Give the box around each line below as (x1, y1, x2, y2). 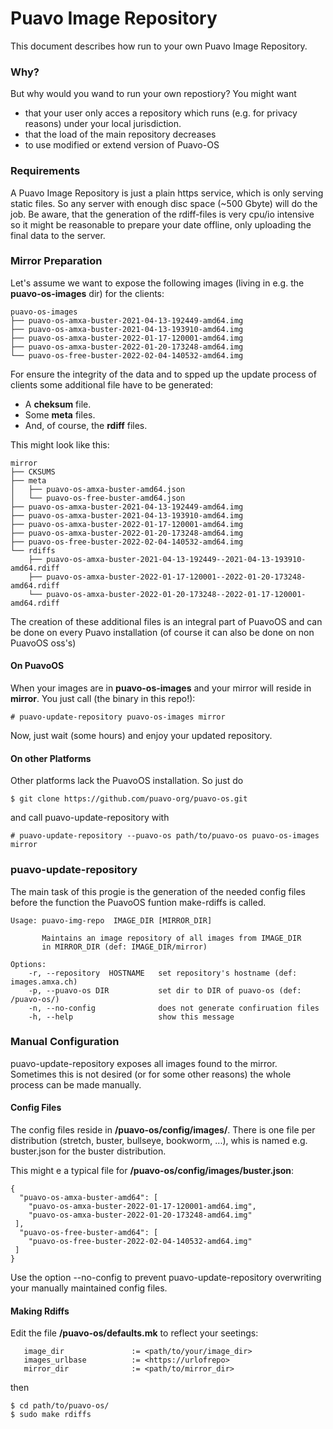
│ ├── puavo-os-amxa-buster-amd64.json (10, 484, 186, 494)
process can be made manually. (10, 1078, 142, 1091)
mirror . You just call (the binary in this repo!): (10, 693, 196, 705)
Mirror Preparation (10, 254, 103, 268)
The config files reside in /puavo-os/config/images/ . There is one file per (10, 1124, 316, 1136)
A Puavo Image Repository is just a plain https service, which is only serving (10, 187, 324, 199)
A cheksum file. (24, 398, 92, 410)
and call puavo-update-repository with (10, 812, 170, 824)
